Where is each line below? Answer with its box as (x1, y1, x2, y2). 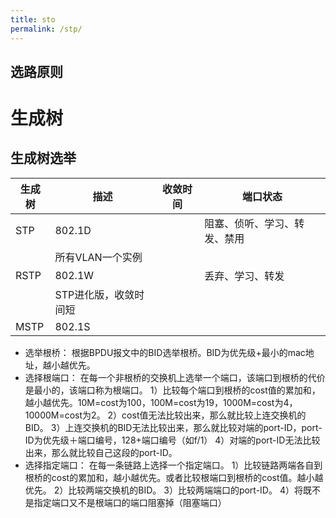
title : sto (10, 14, 56, 25)
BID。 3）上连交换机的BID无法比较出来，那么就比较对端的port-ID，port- (24, 421, 323, 433)
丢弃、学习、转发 (204, 269, 285, 283)
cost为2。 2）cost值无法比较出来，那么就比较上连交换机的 (64, 409, 307, 421)
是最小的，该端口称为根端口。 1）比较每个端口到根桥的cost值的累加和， (24, 384, 321, 396)
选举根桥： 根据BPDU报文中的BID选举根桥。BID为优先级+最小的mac (24, 346, 306, 358)
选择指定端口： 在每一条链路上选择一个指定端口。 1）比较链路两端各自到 (24, 459, 323, 471)
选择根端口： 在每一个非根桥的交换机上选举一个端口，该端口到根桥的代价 (24, 371, 326, 383)
